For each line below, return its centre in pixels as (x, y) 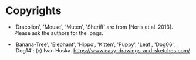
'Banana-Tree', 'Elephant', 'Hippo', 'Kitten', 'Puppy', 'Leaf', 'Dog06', (94, 44)
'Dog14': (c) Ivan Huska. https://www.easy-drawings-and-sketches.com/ (102, 50)
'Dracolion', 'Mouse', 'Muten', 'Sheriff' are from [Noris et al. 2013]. (94, 27)
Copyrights (33, 11)
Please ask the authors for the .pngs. (58, 33)
